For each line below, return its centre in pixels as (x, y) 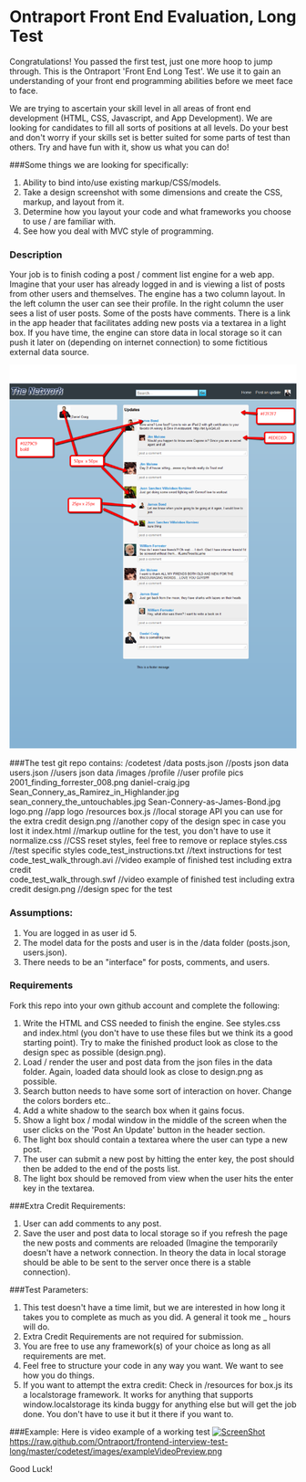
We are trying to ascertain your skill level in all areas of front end (130, 108)
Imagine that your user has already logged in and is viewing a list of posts (147, 284)
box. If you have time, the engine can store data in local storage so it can (146, 333)
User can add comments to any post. (92, 1223)
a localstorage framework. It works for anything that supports (138, 1394)
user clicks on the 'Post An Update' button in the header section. (144, 1130)
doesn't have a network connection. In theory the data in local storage (154, 1252)
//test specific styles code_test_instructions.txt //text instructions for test (146, 850)
